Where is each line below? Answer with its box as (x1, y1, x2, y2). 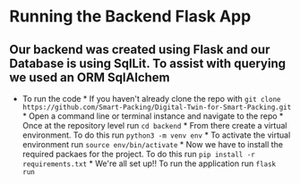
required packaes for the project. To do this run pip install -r (21, 149, 255, 159)
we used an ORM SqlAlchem (9, 70, 170, 85)
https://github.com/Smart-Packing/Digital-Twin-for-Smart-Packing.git (21, 103, 292, 112)
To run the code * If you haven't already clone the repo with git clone (21, 94, 281, 104)
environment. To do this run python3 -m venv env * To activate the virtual (21, 130, 291, 140)
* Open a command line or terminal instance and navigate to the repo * (21, 111, 284, 121)
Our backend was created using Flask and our (9, 42, 270, 57)
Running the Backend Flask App (9, 6, 252, 27)
